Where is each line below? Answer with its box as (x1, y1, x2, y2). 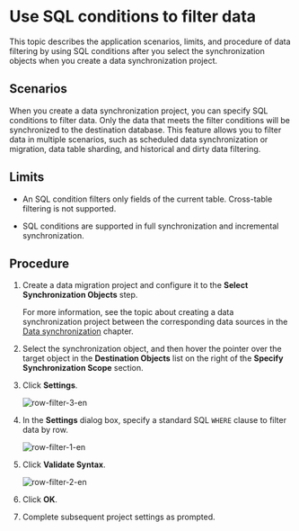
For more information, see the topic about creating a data (22, 307, 234, 318)
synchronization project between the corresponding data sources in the (22, 317, 288, 328)
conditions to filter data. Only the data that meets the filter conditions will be (9, 114, 290, 125)
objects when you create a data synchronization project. (9, 55, 218, 66)
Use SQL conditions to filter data (9, 6, 257, 27)
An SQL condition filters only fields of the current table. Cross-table (22, 193, 273, 204)
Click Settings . (22, 380, 78, 391)
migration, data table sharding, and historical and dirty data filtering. (9, 143, 261, 154)
